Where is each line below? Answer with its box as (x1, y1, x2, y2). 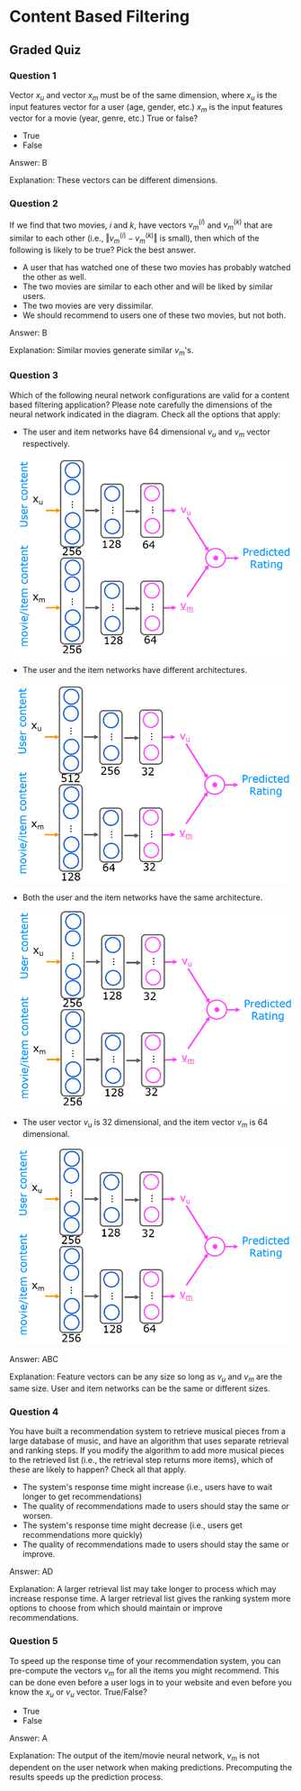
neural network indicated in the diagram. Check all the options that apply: (9, 408, 281, 420)
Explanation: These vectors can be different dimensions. (9, 175, 218, 186)
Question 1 (9, 69, 57, 82)
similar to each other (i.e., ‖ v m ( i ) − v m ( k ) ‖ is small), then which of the (9, 232, 260, 245)
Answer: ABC (9, 1354, 58, 1365)
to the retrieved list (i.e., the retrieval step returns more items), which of (9, 1455, 274, 1466)
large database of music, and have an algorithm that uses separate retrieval (9, 1435, 289, 1447)
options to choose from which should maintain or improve (9, 1603, 223, 1614)
